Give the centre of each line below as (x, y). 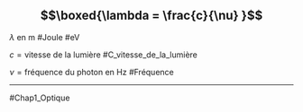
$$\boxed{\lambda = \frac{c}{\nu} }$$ (151, 16)
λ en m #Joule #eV (45, 37)
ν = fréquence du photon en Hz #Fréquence (92, 72)
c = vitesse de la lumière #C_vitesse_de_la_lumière (104, 55)
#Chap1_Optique (40, 98)
